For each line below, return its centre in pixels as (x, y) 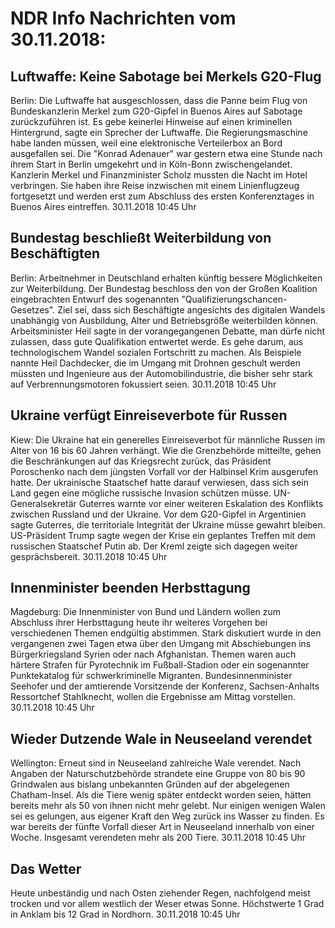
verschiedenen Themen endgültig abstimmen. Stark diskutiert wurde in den (166, 633)
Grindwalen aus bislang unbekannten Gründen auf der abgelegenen (150, 784)
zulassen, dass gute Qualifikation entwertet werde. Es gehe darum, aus (157, 341)
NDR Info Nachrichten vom (123, 18)
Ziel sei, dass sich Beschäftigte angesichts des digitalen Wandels (191, 309)
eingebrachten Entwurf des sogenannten (95, 299)
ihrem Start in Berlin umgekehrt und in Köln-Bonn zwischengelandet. (151, 164)
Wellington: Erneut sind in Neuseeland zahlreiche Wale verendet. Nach (156, 763)
